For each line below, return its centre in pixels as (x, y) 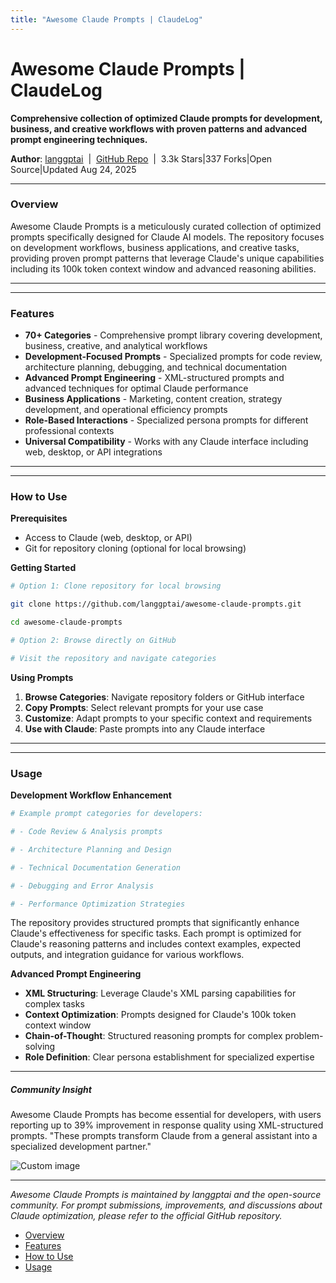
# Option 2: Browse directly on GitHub (93, 641)
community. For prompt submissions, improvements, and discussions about (166, 1205)
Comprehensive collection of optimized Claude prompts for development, (166, 118)
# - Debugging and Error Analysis (82, 886)
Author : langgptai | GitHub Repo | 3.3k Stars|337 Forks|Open (141, 158)
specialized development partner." (81, 1147)
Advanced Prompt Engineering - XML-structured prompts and (154, 378)
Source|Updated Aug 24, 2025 (73, 169)
